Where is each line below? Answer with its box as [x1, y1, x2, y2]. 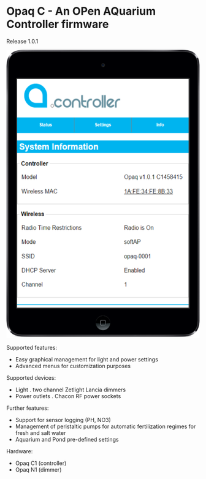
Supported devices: [6, 374, 56, 381]
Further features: [6, 404, 49, 412]
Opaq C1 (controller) [15, 459, 67, 467]
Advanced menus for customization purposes [15, 362, 131, 369]
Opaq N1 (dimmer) [15, 466, 62, 473]
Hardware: [6, 447, 33, 454]
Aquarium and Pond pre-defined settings [15, 436, 119, 443]
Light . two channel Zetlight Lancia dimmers [15, 386, 126, 393]
